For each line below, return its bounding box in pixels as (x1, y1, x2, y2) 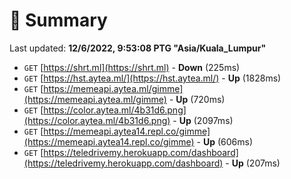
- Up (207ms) (225, 157, 281, 169)
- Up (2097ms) (172, 114, 234, 126)
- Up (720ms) (168, 93, 226, 105)
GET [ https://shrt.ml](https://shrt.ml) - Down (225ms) (23, 61, 241, 73)
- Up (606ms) (196, 135, 254, 148)
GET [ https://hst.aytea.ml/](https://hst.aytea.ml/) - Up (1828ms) (23, 72, 282, 84)
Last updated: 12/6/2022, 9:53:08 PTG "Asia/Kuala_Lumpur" (9, 42, 267, 54)
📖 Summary (9, 9, 108, 32)
